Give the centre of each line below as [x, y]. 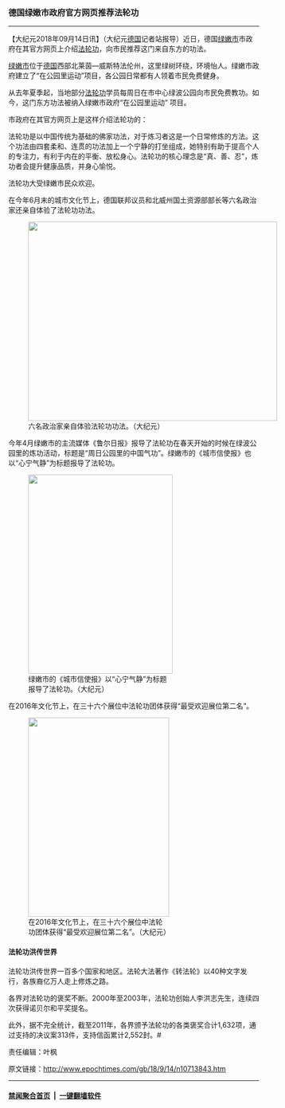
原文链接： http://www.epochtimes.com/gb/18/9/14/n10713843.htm [117, 1068]
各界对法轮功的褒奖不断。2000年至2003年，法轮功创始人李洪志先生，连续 [130, 998]
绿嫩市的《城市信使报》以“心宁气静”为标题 [98, 679]
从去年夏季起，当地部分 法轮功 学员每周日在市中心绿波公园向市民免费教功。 [130, 92]
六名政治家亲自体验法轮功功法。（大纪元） [96, 426]
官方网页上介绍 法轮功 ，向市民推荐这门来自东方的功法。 [120, 49]
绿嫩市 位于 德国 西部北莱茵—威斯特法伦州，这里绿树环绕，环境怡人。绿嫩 [127, 66]
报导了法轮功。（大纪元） [68, 689]
